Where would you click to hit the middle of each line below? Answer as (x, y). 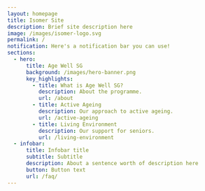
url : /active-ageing (68, 118)
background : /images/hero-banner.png (81, 72)
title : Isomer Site (36, 20)
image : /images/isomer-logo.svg (54, 33)
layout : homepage (33, 14)
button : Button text (56, 170)
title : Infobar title (57, 150)
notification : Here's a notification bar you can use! (89, 46)
